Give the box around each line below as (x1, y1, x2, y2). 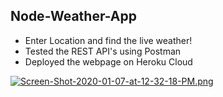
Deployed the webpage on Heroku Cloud (24, 55, 193, 68)
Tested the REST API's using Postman (24, 45, 182, 57)
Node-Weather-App (10, 8, 137, 25)
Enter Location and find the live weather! (24, 34, 193, 46)
